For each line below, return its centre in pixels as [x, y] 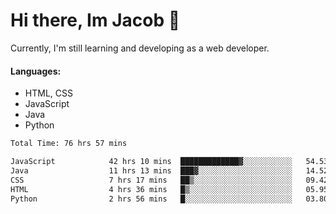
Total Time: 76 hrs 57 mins [69, 144]
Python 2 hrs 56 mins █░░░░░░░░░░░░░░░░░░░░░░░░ [151, 199]
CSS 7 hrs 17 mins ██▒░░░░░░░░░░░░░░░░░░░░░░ [151, 180]
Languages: [36, 71]
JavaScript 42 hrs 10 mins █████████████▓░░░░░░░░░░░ [151, 162]
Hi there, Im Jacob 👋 [95, 20]
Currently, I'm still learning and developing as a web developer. [140, 48]
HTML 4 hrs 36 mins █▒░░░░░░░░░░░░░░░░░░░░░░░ [151, 189]
